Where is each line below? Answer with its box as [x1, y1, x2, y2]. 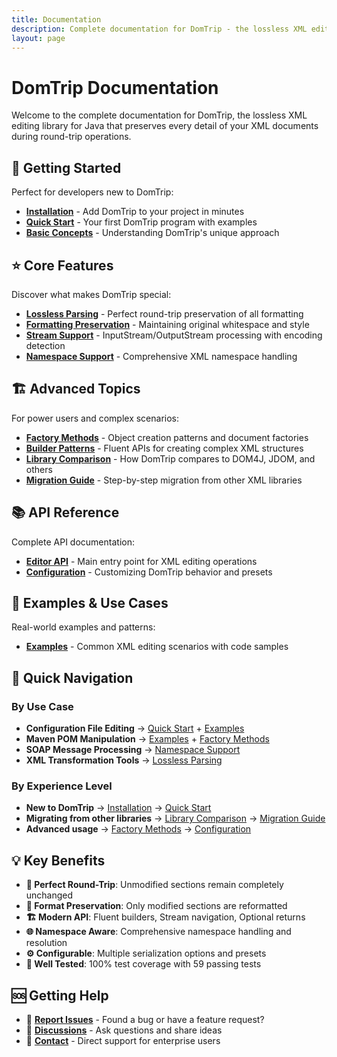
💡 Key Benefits [11, 852, 106, 869]
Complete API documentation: [11, 536, 135, 548]
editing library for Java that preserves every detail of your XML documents [11, 120, 319, 132]
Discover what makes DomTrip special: [11, 288, 172, 300]
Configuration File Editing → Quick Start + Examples [25, 722, 245, 735]
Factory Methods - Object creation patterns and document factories [25, 431, 309, 443]
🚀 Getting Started [11, 159, 122, 176]
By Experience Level [11, 779, 113, 793]
